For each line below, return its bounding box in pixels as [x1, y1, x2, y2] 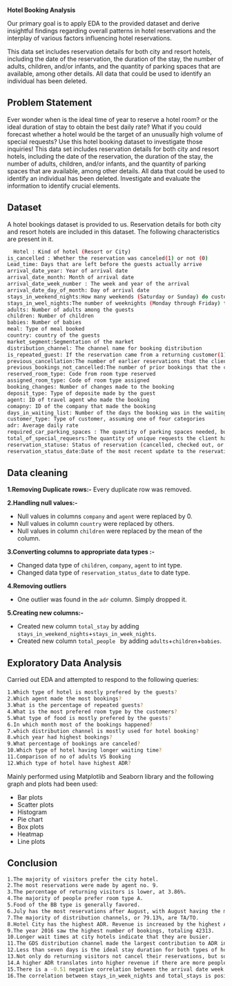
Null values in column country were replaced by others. [17, 520, 175, 528]
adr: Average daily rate [7, 422, 79, 429]
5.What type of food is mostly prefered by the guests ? [7, 714, 171, 721]
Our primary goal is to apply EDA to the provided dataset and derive [7, 19, 200, 27]
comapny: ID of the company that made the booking [7, 403, 156, 410]
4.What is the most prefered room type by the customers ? [7, 708, 177, 715]
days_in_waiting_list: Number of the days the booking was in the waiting [7, 409, 227, 416]
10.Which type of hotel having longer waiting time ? [7, 747, 162, 754]
